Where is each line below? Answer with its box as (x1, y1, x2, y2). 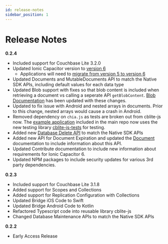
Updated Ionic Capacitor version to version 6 (12, 66, 106, 72)
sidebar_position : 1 (5, 12, 49, 17)
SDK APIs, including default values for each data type (12, 82, 124, 88)
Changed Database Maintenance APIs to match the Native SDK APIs (12, 214, 154, 220)
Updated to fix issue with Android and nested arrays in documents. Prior (12, 103, 163, 109)
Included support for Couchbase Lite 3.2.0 (12, 60, 101, 66)
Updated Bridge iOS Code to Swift (12, 198, 84, 204)
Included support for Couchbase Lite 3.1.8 (12, 181, 100, 188)
